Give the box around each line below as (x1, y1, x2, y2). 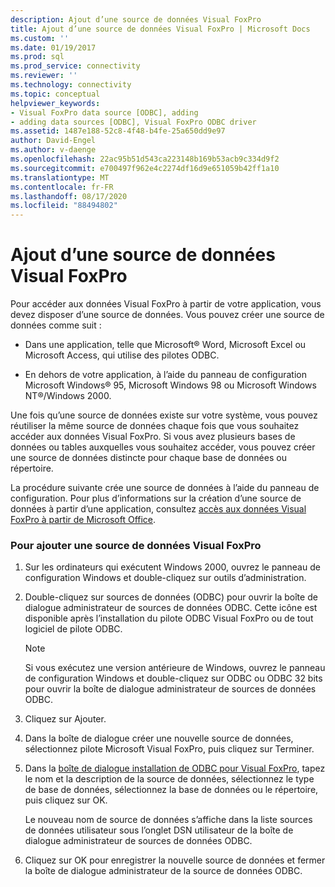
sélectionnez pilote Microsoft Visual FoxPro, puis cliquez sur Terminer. (24, 743, 315, 755)
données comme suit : (10, 319, 102, 331)
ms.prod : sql (10, 52, 65, 62)
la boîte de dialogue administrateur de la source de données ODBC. (24, 865, 303, 877)
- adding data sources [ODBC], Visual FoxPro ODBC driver (10, 117, 257, 127)
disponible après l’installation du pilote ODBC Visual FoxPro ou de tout (24, 612, 314, 625)
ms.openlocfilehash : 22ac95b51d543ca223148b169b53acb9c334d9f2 (10, 154, 280, 164)
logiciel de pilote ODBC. (24, 623, 123, 635)
